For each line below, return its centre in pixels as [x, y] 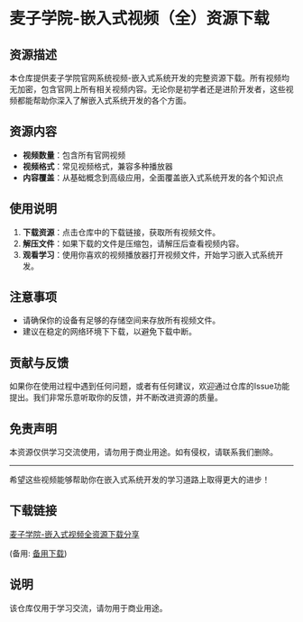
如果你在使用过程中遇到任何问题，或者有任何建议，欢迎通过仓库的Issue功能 [150, 386]
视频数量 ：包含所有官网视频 [74, 155]
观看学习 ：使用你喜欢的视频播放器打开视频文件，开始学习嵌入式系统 [149, 254]
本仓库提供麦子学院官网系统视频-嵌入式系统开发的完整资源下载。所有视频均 [150, 78]
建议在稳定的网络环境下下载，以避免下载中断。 [109, 332]
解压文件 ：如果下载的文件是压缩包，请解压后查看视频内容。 [133, 243]
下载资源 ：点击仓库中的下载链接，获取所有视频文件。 [121, 232]
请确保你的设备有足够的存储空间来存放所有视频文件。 [121, 320]
